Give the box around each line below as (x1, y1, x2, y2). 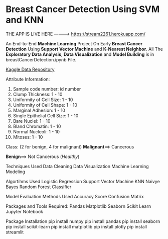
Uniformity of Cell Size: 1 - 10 (13, 97, 73, 103)
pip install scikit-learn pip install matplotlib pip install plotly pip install (6, 223, 147, 229)
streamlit (6, 229, 24, 235)
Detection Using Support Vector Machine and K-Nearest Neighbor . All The (6, 46, 163, 52)
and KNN (6, 14, 44, 26)
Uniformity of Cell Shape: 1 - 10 (13, 102, 77, 108)
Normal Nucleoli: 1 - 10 (13, 128, 60, 134)
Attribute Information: (6, 76, 50, 82)
